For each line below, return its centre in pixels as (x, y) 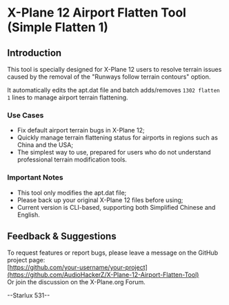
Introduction (34, 53)
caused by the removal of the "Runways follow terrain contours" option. (109, 77)
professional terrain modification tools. (72, 159)
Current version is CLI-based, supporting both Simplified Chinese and (116, 207)
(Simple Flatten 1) (58, 27)
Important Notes (35, 177)
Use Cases (26, 115)
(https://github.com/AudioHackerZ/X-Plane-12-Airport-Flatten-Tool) (103, 275)
